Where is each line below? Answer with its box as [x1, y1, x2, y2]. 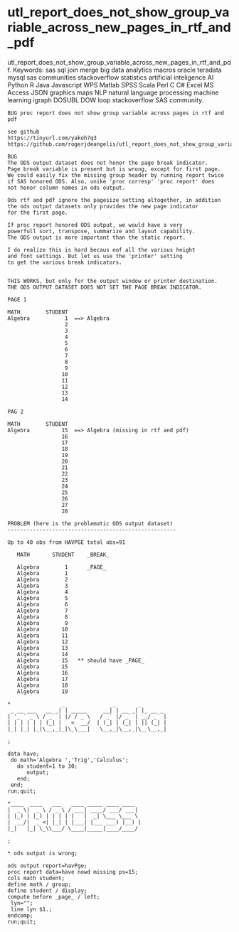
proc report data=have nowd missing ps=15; [7, 868, 139, 875]
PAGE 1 [7, 296, 27, 303]
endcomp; [7, 911, 33, 919]
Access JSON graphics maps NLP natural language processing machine [7, 88, 219, 97]
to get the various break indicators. [7, 259, 122, 266]
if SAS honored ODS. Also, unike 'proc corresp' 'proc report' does [7, 178, 215, 185]
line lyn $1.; [10, 906, 53, 913]
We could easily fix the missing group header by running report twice [7, 171, 224, 178]
